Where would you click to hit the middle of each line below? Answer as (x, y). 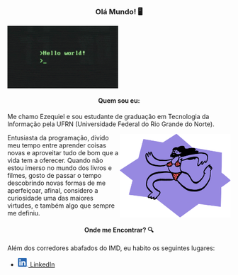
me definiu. (24, 213)
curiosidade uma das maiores (50, 198)
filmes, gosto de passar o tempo (55, 176)
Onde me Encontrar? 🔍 (119, 230)
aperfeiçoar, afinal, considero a (53, 191)
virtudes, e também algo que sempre (61, 206)
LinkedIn (42, 264)
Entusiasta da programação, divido (58, 138)
